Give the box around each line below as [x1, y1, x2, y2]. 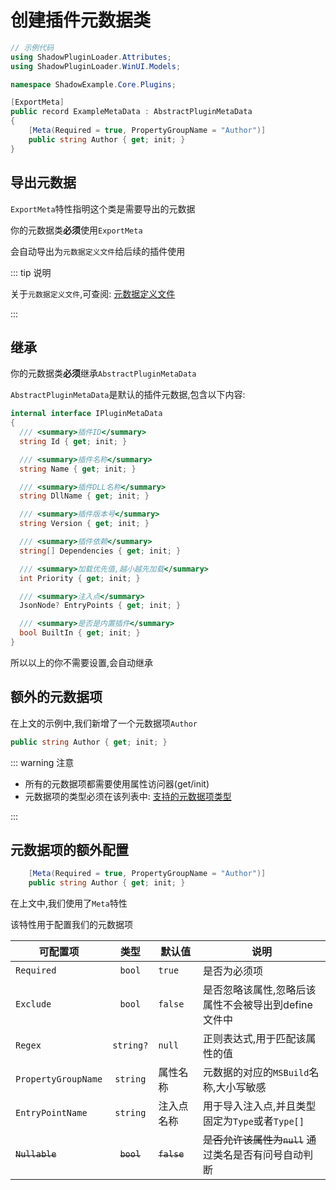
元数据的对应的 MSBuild [203, 1066, 310, 1080]
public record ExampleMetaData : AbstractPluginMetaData [10, 107, 253, 117]
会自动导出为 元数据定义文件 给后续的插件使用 [10, 245, 186, 257]
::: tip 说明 [10, 266, 52, 278]
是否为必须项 [203, 964, 264, 978]
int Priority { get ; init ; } [19, 573, 141, 583]
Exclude [15, 999, 52, 1010]
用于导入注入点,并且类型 [203, 1099, 317, 1113]
